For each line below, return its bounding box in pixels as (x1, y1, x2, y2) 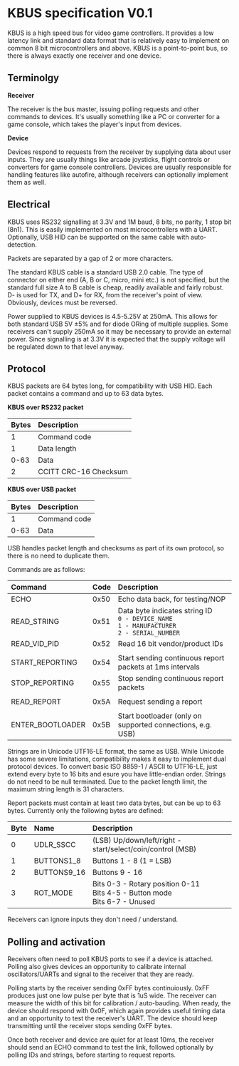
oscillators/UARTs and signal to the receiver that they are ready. (7, 970, 194, 978)
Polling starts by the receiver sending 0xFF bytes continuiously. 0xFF (7, 984, 210, 993)
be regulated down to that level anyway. (7, 342, 124, 351)
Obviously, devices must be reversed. (7, 298, 118, 307)
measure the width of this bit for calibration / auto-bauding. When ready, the (7, 999, 231, 1008)
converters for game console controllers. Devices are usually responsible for (7, 163, 232, 171)
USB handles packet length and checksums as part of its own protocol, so (7, 544, 224, 553)
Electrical (7, 198, 51, 211)
